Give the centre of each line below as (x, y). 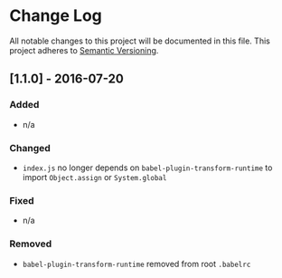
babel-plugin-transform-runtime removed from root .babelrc (136, 264)
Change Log (56, 16)
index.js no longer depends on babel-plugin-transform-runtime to (147, 168)
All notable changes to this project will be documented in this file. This (140, 41)
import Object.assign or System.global (94, 177)
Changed (30, 148)
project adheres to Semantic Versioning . (84, 50)
